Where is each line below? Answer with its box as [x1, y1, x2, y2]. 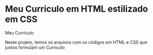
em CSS [5, 14, 38, 25]
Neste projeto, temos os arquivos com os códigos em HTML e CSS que [5, 39, 148, 45]
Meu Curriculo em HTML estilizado [5, 3, 148, 15]
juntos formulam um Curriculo [5, 44, 65, 50]
